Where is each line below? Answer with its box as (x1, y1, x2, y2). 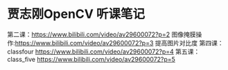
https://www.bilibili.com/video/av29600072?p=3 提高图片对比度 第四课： (15, 38, 224, 47)
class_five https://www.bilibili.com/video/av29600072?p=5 (7, 55, 175, 63)
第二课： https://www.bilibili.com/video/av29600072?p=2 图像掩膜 (7, 30, 196, 38)
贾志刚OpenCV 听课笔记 (7, 6, 146, 22)
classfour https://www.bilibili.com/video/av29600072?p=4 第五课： (7, 47, 200, 56)
